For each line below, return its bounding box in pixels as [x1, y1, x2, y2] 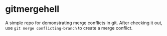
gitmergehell [5, 3, 60, 15]
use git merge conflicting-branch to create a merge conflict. [5, 25, 133, 31]
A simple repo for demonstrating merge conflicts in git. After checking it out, [5, 20, 163, 26]
